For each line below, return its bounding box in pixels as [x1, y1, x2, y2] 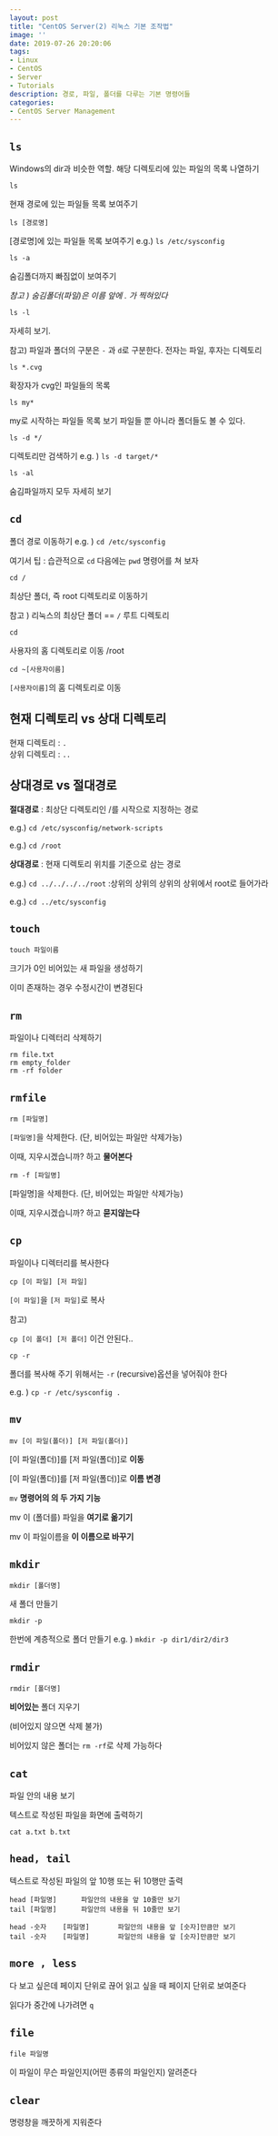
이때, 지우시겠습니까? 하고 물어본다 [9, 1151, 134, 1162]
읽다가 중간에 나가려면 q [9, 1999, 94, 2010]
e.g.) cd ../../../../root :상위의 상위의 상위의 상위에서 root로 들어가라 [9, 878, 269, 889]
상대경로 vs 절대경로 [9, 778, 117, 793]
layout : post [9, 13, 59, 23]
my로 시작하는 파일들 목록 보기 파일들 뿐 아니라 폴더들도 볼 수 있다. [9, 415, 246, 426]
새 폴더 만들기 [9, 1599, 59, 1610]
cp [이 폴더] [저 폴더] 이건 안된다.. [9, 1333, 134, 1344]
